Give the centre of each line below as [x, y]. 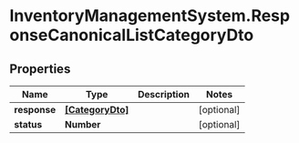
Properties [40, 69]
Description [164, 94]
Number [82, 124]
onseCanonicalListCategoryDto [132, 35]
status [28, 124]
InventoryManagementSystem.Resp [149, 16]
